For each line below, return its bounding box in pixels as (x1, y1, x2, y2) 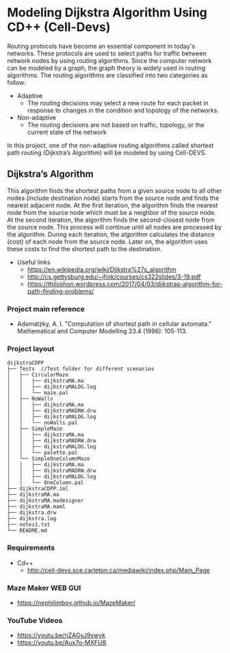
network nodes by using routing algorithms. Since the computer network (7, 56, 212, 64)
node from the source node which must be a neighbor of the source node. (7, 208, 216, 216)
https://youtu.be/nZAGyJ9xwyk (16, 631, 106, 639)
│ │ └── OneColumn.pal (7, 479, 84, 487)
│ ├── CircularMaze (7, 372, 69, 379)
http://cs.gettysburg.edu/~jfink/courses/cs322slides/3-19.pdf (27, 272, 201, 281)
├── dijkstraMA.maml (7, 503, 66, 511)
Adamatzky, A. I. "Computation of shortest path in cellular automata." (16, 320, 212, 328)
